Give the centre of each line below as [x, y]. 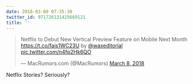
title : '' [18, 22]
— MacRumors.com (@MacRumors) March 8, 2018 [82, 63]
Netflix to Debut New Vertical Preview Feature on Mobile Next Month [104, 40]
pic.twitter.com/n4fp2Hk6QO [56, 52]
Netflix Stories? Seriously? [38, 75]
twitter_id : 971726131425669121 [46, 17]
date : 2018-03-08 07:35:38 [39, 12]
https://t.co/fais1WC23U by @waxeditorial [71, 46]
